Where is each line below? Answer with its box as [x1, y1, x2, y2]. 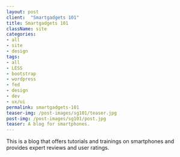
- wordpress [6, 76, 36, 82]
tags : [6, 54, 20, 60]
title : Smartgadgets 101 [6, 20, 69, 26]
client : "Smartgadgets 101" [6, 14, 79, 21]
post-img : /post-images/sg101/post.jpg [6, 115, 107, 121]
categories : [6, 31, 36, 37]
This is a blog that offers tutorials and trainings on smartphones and [6, 138, 175, 145]
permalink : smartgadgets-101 [6, 104, 79, 111]
